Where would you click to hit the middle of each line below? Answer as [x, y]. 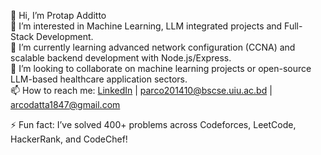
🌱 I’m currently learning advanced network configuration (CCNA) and [153, 47]
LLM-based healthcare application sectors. [99, 79]
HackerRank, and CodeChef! [69, 139]
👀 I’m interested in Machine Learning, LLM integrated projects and [146, 26]
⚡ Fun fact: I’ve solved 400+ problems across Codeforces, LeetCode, [153, 124]
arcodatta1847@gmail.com [65, 104]
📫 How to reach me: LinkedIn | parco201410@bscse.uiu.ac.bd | [141, 90]
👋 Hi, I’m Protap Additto [58, 15]
